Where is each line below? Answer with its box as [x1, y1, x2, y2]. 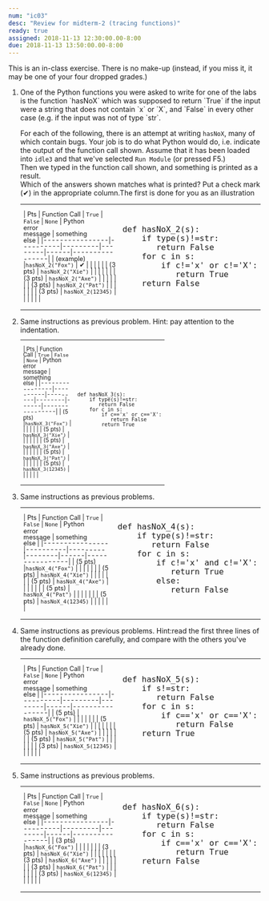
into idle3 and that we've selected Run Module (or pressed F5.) [19, 154, 226, 164]
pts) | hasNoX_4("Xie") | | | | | [23, 570, 108, 579]
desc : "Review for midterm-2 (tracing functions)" [8, 19, 181, 27]
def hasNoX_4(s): [117, 521, 195, 533]
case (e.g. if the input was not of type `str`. [19, 113, 162, 123]
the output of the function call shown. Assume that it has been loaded [19, 146, 251, 155]
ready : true [8, 26, 48, 34]
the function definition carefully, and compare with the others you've [19, 634, 247, 644]
